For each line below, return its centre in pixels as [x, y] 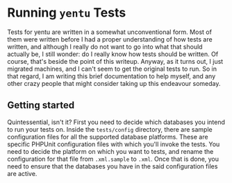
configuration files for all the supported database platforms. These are [108, 137]
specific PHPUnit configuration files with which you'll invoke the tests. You [114, 144]
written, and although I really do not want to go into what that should [105, 46]
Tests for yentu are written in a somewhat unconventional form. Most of [109, 32]
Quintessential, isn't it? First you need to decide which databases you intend [116, 122]
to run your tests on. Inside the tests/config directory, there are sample [110, 129]
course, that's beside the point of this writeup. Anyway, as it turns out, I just [115, 61]
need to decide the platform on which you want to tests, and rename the [110, 151]
